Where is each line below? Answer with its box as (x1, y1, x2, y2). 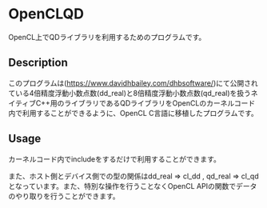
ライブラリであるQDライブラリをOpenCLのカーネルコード (63, 98, 256, 108)
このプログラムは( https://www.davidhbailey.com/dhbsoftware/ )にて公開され (8, 78, 258, 88)
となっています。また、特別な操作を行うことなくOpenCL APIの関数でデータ (8, 181, 257, 190)
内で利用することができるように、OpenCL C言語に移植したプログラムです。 (8, 108, 258, 118)
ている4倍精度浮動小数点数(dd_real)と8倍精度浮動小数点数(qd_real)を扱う (8, 88, 252, 98)
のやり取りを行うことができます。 (8, 191, 120, 201)
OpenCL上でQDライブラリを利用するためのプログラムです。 (8, 32, 206, 42)
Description (8, 56, 68, 70)
